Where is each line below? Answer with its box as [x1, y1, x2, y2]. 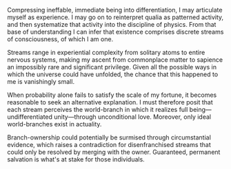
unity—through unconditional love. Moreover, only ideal [54, 113, 212, 121]
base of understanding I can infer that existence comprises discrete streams [7, 27, 224, 36]
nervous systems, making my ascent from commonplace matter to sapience [7, 56, 223, 64]
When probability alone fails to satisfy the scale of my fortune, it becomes [7, 91, 217, 99]
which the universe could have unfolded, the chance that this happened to [7, 70, 219, 78]
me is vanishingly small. [7, 78, 74, 85]
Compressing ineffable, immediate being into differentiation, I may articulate [7, 6, 223, 14]
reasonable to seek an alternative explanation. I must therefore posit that [7, 98, 213, 106]
